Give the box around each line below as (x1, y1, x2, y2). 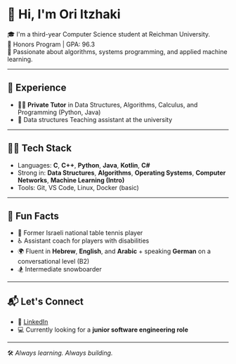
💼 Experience (7, 82, 67, 94)
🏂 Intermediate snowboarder (17, 265, 102, 274)
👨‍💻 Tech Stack (7, 142, 72, 154)
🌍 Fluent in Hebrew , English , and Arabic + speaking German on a (17, 247, 211, 255)
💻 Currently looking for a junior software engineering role (17, 325, 188, 334)
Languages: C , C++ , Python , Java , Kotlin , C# (17, 161, 150, 169)
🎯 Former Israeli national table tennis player (17, 229, 143, 237)
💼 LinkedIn (17, 318, 48, 326)
